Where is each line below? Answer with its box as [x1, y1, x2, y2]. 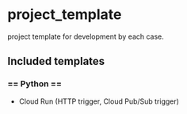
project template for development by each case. [7, 32, 164, 41]
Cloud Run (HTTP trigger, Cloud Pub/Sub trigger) [18, 97, 180, 106]
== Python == [7, 78, 63, 89]
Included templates [7, 55, 105, 68]
